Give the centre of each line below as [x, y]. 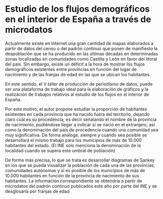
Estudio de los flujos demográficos [77, 9]
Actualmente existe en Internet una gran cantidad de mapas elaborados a [79, 43]
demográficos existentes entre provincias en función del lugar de [71, 69]
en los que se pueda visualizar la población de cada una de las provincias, [80, 165]
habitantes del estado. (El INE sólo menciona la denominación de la [73, 145]
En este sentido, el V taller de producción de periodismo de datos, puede [79, 84]
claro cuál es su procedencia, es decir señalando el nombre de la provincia [81, 119]
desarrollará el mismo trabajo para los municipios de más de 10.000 [73, 140]
